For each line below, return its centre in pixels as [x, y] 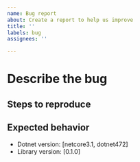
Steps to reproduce [49, 104]
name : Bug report [32, 13]
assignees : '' [27, 39]
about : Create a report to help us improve [70, 20]
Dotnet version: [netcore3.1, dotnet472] [72, 144]
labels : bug [24, 33]
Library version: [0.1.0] [49, 151]
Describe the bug [57, 79]
